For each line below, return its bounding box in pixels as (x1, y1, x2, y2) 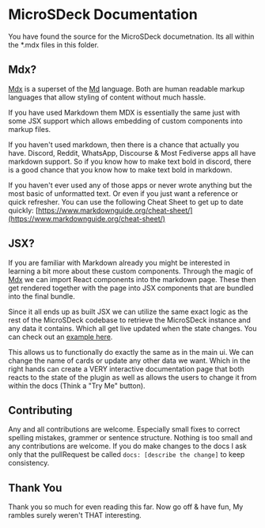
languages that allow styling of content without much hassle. (8, 92, 206, 102)
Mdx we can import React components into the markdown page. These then (8, 274, 256, 284)
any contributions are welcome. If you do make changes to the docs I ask (8, 441, 247, 451)
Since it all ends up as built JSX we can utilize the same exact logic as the (8, 307, 248, 316)
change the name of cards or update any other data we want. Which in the (8, 356, 251, 365)
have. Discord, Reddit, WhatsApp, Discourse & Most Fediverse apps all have (8, 148, 256, 157)
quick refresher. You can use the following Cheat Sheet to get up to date (8, 197, 244, 206)
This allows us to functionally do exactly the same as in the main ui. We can (8, 347, 255, 356)
